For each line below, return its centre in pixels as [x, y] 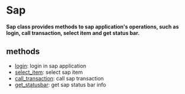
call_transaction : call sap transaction [59, 78]
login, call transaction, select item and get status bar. [73, 33]
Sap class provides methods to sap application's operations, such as [92, 27]
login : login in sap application [50, 66]
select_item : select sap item [49, 72]
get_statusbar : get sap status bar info [60, 85]
